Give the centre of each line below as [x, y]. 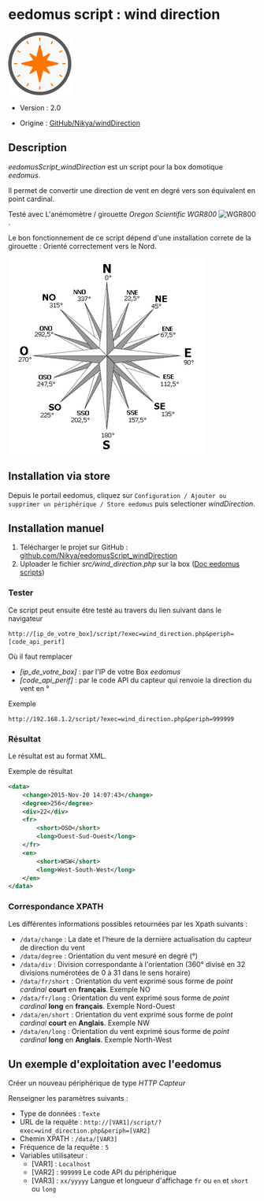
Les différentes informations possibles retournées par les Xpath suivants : [128, 924]
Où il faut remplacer [40, 656]
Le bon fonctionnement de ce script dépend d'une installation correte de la [130, 237]
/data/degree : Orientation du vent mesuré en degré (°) [109, 956]
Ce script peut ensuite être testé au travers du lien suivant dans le [115, 610]
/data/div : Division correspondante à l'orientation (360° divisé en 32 [132, 964]
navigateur [26, 618]
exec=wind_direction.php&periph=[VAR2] [85, 1131]
